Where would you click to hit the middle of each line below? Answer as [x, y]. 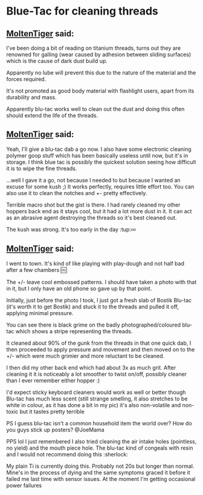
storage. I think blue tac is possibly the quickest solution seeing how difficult [101, 162]
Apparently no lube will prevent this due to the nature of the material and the [101, 73]
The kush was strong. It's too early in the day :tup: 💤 [71, 229]
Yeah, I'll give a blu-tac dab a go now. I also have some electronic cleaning [99, 149]
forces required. [26, 79]
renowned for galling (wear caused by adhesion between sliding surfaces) [99, 55]
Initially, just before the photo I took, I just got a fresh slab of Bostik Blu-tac [99, 300]
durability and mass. [31, 97]
